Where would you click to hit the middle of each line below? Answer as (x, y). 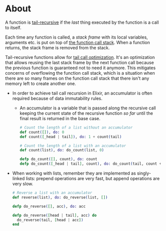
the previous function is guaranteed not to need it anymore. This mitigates (80, 68)
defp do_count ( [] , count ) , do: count (59, 159)
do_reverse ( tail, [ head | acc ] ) (50, 220)
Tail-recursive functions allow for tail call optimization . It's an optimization (80, 57)
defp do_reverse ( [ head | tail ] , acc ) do (54, 215)
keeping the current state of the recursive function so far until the (86, 113)
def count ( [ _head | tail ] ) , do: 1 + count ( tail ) (71, 137)
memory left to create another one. (41, 83)
